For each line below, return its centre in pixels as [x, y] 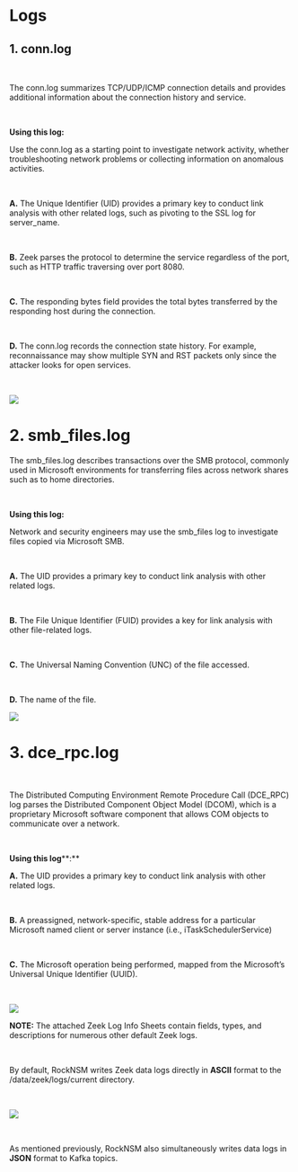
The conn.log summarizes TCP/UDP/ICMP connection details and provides [148, 88]
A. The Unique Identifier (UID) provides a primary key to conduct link [136, 203]
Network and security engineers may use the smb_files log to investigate [144, 532]
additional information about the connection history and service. [128, 97]
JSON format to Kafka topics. [64, 1158]
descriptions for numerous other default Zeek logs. [103, 1035]
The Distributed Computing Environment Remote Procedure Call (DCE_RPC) [149, 795]
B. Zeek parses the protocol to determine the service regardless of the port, [149, 257]
